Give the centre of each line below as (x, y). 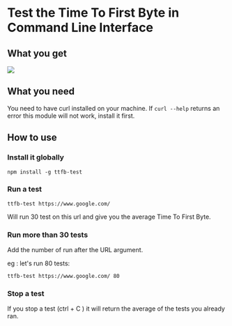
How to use (32, 138)
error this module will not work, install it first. (71, 116)
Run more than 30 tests (48, 235)
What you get (37, 53)
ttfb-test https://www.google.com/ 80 (63, 277)
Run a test (25, 189)
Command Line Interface (80, 28)
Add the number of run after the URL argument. (75, 250)
